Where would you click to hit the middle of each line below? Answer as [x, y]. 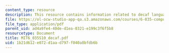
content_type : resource [30, 10]
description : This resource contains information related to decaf [77, 15]
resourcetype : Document [30, 33]
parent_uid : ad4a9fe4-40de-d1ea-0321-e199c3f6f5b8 [59, 29]
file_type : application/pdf [35, 24]
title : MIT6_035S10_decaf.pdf [37, 38]
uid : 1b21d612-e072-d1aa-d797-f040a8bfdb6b [52, 43]
